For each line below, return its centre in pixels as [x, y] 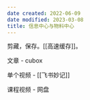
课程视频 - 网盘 [28, 90]
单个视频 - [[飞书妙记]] [39, 75]
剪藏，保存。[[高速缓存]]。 [44, 46]
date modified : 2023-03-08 [45, 20]
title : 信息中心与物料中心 [41, 26]
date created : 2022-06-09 [44, 13]
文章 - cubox [25, 61]
